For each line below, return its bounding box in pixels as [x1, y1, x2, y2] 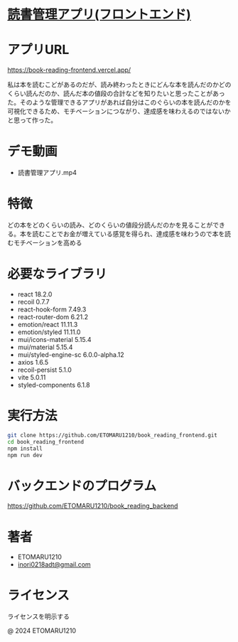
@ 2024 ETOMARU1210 [7, 626, 77, 635]
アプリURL [7, 42, 70, 58]
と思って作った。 [7, 116, 58, 124]
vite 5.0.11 [17, 373, 46, 381]
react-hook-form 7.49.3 [17, 305, 87, 314]
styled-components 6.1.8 [17, 380, 90, 389]
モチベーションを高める [13, 239, 82, 247]
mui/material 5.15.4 [17, 343, 73, 351]
